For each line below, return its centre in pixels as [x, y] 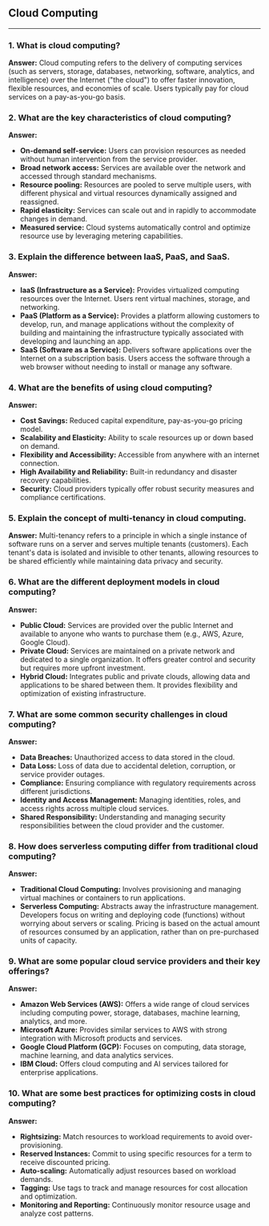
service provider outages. [62, 774]
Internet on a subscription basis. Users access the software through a [135, 358]
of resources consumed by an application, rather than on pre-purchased [139, 932]
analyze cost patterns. [56, 1213]
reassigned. [39, 202]
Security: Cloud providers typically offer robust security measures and [137, 489]
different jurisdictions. [56, 791]
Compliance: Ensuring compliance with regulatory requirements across [138, 783]
